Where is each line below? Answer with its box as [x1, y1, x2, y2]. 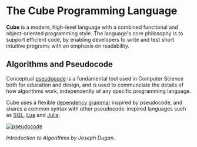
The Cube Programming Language [6, 4, 178, 18]
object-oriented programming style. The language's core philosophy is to [6, 29, 183, 36]
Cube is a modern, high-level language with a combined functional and [6, 24, 178, 31]
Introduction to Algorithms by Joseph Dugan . [6, 134, 116, 141]
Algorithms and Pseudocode [6, 59, 113, 69]
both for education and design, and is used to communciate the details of [6, 81, 184, 88]
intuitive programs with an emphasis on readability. [6, 42, 129, 49]
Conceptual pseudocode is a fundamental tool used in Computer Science [6, 75, 184, 82]
